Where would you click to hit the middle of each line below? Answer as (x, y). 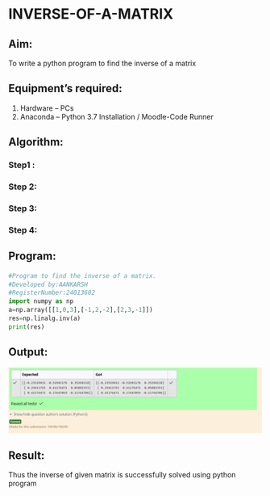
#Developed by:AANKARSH (48, 284)
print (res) (27, 327)
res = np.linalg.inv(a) (45, 319)
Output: (28, 352)
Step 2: (23, 187)
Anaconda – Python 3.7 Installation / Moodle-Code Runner (116, 116)
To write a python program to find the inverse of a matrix (102, 63)
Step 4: (23, 229)
